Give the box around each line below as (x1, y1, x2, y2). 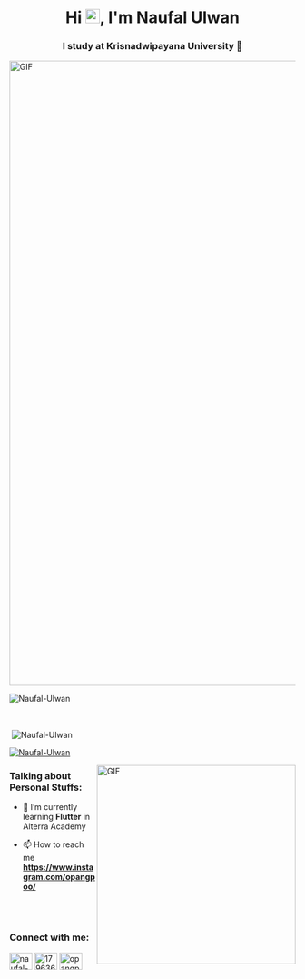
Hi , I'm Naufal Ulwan (64, 7, 241, 28)
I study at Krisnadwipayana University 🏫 (62, 40, 243, 53)
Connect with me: (9, 931, 90, 944)
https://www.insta (22, 862, 93, 873)
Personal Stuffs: (9, 781, 83, 794)
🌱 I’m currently (22, 802, 78, 813)
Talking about (9, 770, 71, 783)
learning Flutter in (22, 812, 91, 823)
